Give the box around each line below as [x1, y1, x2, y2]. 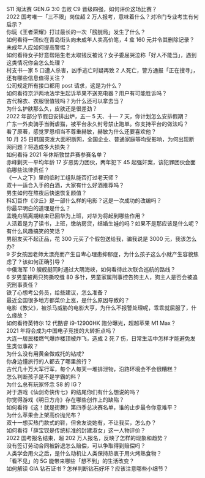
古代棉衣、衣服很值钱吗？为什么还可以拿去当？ [6, 97, 124, 104]
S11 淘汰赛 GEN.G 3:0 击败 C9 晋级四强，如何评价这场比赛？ [6, 6, 157, 12]
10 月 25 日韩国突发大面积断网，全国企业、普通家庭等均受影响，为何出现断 [6, 135, 195, 143]
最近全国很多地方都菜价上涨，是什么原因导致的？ [6, 297, 130, 303]
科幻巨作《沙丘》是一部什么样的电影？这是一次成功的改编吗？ [6, 197, 162, 204]
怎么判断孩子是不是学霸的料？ [6, 373, 81, 380]
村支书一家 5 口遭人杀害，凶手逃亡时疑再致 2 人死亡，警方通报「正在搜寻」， [6, 67, 199, 74]
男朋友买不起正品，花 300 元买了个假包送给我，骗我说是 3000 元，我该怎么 [6, 235, 197, 242]
